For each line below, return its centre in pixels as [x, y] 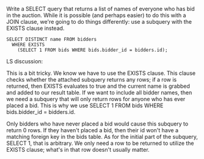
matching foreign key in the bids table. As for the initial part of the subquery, [102, 137]
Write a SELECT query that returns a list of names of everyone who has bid [101, 9]
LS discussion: [25, 61]
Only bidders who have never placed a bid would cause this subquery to [97, 124]
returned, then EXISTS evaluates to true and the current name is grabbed [98, 86]
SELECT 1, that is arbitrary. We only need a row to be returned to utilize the [100, 143]
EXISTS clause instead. [35, 28]
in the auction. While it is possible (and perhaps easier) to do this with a [96, 15]
